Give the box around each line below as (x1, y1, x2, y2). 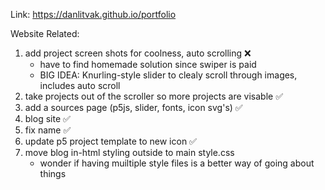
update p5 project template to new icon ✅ (24, 135, 197, 147)
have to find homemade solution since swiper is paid (39, 59, 257, 70)
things (39, 168, 67, 179)
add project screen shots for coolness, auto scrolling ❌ (24, 47, 252, 59)
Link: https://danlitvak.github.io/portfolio (10, 9, 177, 20)
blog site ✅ (24, 113, 71, 124)
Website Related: (10, 28, 80, 39)
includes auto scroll (39, 80, 121, 91)
